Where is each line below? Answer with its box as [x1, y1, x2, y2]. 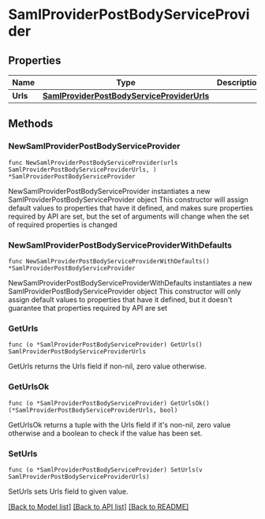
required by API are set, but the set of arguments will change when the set [8, 211, 250, 221]
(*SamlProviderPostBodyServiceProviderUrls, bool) [8, 406, 178, 414]
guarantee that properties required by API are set [8, 303, 168, 312]
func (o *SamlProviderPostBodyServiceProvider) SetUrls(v [8, 465, 203, 474]
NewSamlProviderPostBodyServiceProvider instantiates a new [8, 186, 211, 196]
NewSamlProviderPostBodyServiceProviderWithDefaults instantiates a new [8, 278, 252, 287]
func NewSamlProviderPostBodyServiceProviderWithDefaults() [8, 257, 211, 265]
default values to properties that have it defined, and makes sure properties [8, 203, 254, 212]
